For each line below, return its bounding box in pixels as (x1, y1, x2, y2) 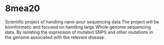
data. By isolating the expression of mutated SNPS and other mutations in (5, 29, 153, 35)
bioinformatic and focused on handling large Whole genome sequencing (5, 24, 151, 30)
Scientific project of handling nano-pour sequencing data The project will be (5, 19, 159, 25)
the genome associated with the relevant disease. (5, 34, 105, 40)
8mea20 (5, 3, 40, 14)
